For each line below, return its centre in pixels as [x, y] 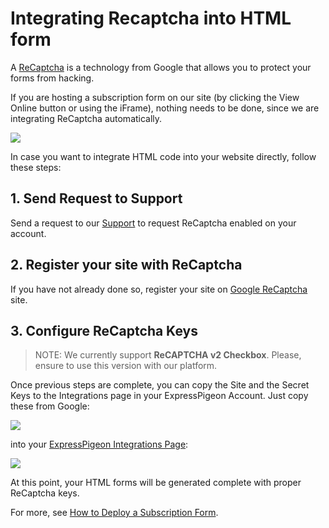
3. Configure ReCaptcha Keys [104, 330]
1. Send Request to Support [96, 198]
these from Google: [50, 406]
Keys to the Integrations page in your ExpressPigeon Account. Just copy [159, 396]
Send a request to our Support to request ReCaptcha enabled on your [153, 223]
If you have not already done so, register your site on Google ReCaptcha [159, 289]
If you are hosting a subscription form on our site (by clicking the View [155, 97]
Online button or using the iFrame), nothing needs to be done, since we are [165, 108]
